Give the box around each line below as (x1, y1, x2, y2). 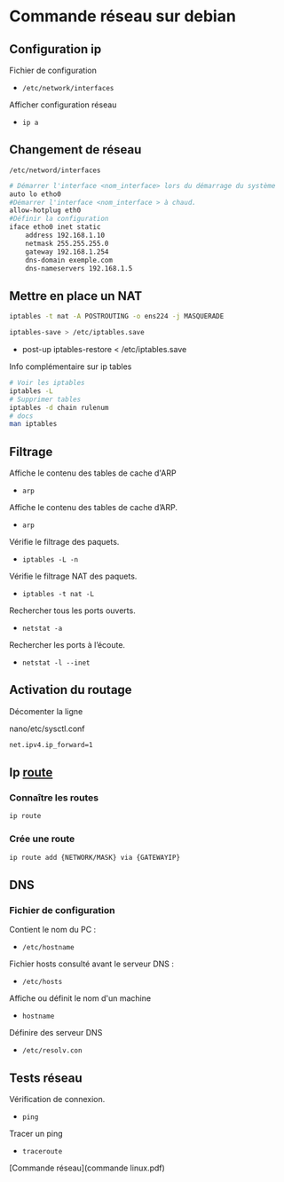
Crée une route (9, 832, 75, 845)
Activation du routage (9, 682, 132, 697)
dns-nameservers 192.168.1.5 (25, 264, 133, 272)
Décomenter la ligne (9, 705, 83, 716)
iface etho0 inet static (9, 223, 101, 232)
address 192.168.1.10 (25, 231, 105, 240)
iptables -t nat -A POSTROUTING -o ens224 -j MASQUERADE (9, 312, 225, 321)
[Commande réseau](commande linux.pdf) (9, 1162, 166, 1173)
